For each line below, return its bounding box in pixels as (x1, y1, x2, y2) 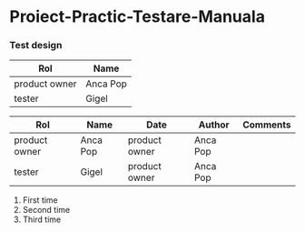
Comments (241, 118, 291, 131)
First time (22, 195, 59, 206)
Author (198, 118, 230, 131)
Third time (22, 214, 62, 225)
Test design (9, 39, 63, 52)
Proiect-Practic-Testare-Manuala (9, 6, 266, 27)
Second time (22, 205, 71, 216)
